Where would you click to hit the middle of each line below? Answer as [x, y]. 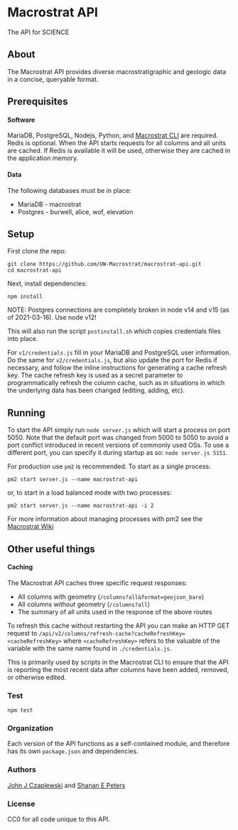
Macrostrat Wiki [31, 527]
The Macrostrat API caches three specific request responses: [97, 583]
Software [21, 120]
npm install [25, 297]
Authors [22, 769]
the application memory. [43, 158]
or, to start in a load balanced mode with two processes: [90, 493]
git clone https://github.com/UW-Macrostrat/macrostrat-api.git [104, 264]
